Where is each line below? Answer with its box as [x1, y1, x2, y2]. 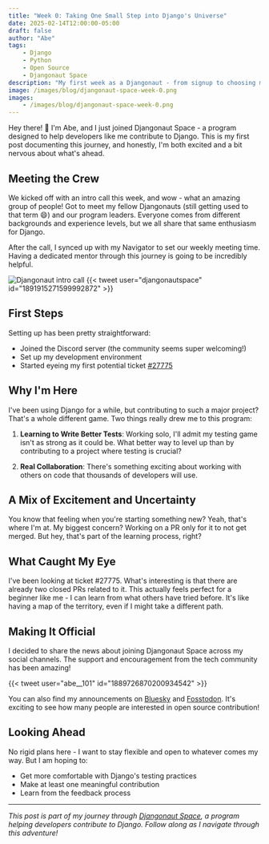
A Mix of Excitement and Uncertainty [8, 493, 196, 507]
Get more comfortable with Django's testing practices [19, 770, 198, 781]
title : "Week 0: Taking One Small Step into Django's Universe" [8, 11, 227, 20]
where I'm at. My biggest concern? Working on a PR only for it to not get [8, 523, 247, 533]
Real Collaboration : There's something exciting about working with [19, 461, 242, 471]
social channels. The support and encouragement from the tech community [8, 654, 258, 664]
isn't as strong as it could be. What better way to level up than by [19, 437, 235, 447]
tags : [8, 42, 26, 50]
